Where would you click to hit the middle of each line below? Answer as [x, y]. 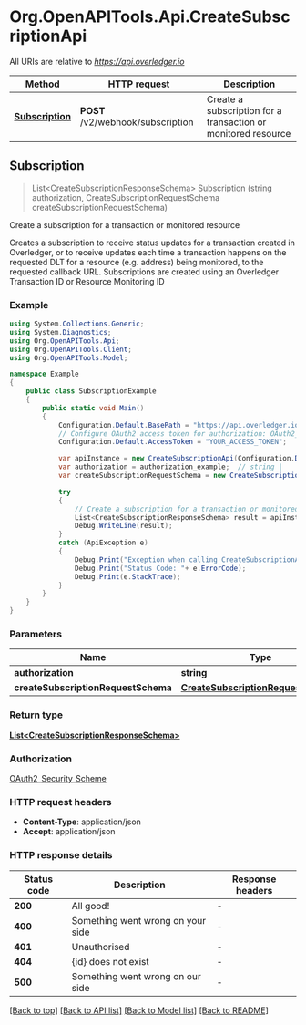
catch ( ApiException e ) [103, 543]
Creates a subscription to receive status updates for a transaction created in [153, 243]
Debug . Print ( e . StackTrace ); [127, 576]
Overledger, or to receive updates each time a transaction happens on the [148, 252]
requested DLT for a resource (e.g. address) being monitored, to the [137, 262]
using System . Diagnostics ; [61, 332]
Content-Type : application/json [82, 822]
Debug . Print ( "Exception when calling [146, 559]
